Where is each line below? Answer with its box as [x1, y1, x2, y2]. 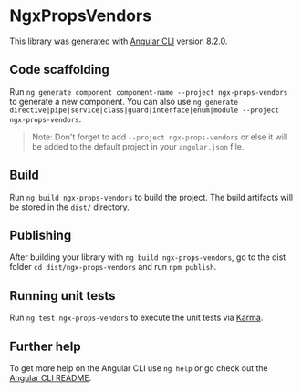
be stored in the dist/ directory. [9, 201, 130, 212]
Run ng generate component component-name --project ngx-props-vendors [9, 86, 288, 97]
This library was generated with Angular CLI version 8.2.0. [9, 36, 228, 46]
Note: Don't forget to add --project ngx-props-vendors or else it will [31, 131, 288, 142]
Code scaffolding [9, 62, 109, 77]
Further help [9, 338, 82, 354]
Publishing [9, 227, 72, 242]
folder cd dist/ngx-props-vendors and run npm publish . [9, 262, 217, 273]
